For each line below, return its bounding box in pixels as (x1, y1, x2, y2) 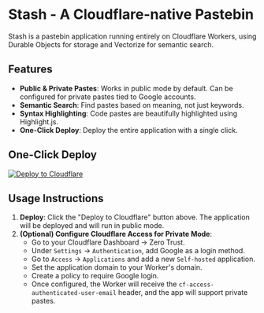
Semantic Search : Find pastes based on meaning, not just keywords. (19, 100, 244, 109)
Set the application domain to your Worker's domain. (31, 263, 203, 272)
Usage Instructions (8, 191, 104, 205)
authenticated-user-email (31, 289, 117, 297)
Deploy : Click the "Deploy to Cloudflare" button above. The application (19, 212, 250, 222)
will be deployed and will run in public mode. (19, 221, 165, 230)
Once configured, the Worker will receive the (31, 279, 177, 289)
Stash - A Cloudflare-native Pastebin (8, 6, 255, 24)
